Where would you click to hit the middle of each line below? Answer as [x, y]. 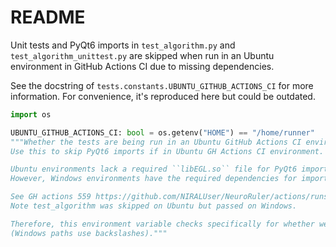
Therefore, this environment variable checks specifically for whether [162, 224]
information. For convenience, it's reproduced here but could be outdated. [163, 96]
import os [31, 114]
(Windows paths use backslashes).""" [89, 233]
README [48, 17]
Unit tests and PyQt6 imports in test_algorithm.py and [123, 45]
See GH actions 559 [51, 197]
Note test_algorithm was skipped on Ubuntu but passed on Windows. [154, 206]
